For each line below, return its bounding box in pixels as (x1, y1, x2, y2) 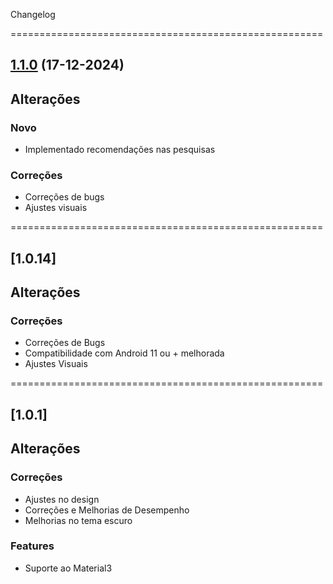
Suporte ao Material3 (24, 562, 113, 574)
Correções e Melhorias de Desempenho (24, 504, 190, 516)
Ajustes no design (24, 493, 100, 505)
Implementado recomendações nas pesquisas (24, 144, 216, 156)
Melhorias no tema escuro (24, 514, 133, 526)
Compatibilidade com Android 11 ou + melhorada (24, 347, 225, 359)
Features (10, 539, 55, 553)
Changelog (10, 9, 56, 20)
